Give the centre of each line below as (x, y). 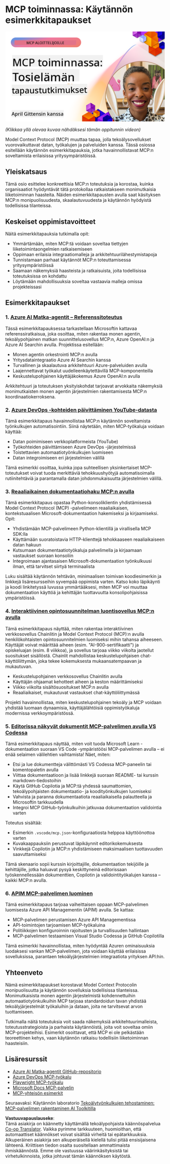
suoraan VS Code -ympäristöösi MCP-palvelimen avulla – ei (102, 749)
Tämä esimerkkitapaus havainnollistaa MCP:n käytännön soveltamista (78, 421)
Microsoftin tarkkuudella (38, 802)
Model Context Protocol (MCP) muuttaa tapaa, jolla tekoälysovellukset (78, 140)
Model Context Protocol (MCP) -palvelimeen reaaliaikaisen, (67, 508)
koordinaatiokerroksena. (31, 396)
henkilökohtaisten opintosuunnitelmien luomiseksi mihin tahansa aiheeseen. (84, 639)
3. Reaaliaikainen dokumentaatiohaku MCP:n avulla (70, 492)
